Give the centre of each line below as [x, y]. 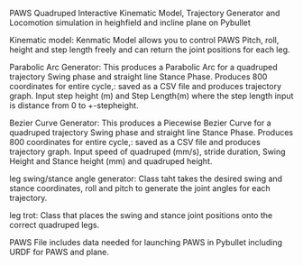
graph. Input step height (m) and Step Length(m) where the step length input [151, 96]
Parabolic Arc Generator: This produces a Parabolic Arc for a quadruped [143, 67]
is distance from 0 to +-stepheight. [74, 105]
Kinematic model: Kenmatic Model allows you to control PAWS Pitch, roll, [144, 40]
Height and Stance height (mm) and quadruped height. [111, 161]
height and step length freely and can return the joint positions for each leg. [150, 50]
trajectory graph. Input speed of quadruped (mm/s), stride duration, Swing [147, 151]
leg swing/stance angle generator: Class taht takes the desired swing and [146, 179]
